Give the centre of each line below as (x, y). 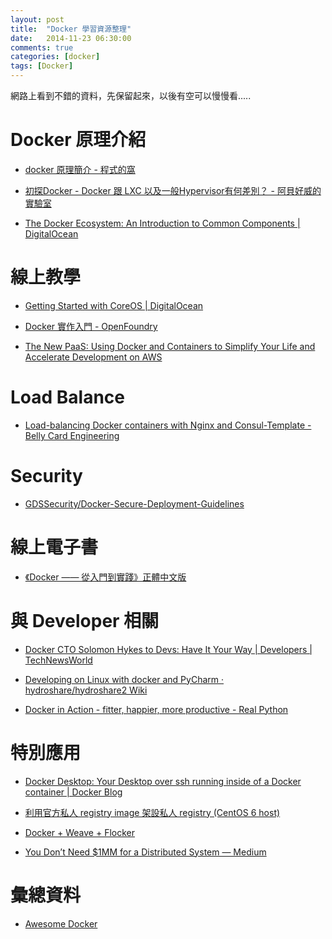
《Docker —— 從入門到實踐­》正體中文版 (105, 577)
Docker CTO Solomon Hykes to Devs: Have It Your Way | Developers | (168, 649)
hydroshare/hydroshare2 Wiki (86, 690)
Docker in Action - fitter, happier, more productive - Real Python (156, 709)
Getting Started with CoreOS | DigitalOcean (114, 305)
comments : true (42, 47)
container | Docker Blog (73, 792)
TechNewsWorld (58, 660)
